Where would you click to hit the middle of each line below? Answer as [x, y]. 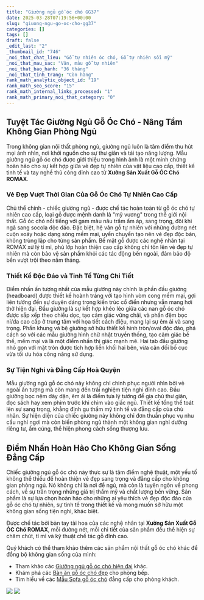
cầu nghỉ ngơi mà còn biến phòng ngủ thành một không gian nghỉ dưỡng [97, 422]
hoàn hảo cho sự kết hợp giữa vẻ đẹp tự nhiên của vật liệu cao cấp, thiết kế [100, 166]
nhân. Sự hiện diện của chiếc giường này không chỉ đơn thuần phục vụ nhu [100, 416]
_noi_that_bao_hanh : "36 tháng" [47, 69]
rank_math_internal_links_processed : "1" [60, 92]
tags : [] [17, 35]
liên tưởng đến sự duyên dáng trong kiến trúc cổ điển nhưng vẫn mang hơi [100, 302]
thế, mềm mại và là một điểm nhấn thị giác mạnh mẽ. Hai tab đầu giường [97, 341]
